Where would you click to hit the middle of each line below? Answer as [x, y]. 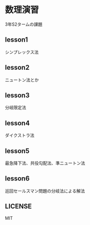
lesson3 [17, 95]
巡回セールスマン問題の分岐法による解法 [45, 191]
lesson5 [17, 151]
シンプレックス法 [22, 52]
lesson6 [17, 179]
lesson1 [16, 40]
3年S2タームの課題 [24, 24]
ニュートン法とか [22, 80]
